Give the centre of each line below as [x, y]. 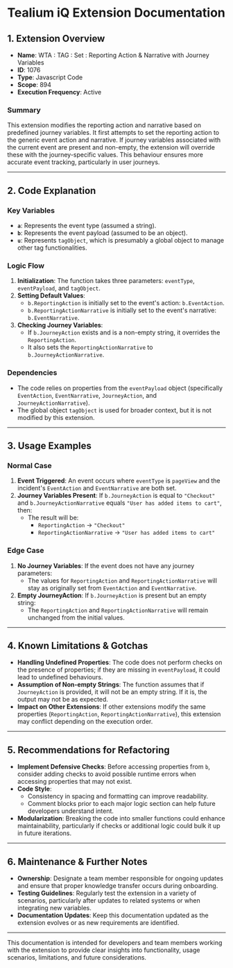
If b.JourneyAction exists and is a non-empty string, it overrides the [124, 332]
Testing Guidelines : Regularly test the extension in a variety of [107, 893]
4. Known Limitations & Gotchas [78, 646]
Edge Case [26, 551]
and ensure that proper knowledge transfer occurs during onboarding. [118, 886]
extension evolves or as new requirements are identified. [98, 922]
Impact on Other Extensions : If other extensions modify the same [111, 707]
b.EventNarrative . [53, 318]
